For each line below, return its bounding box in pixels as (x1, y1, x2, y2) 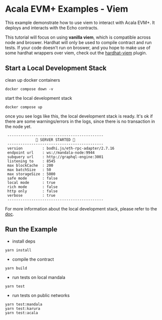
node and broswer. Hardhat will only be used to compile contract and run (5, 39, 152, 45)
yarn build (5, 266, 27, 271)
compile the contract (12, 256, 54, 262)
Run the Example (5, 225, 58, 233)
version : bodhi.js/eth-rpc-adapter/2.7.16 (7, 146, 115, 151)
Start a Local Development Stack (5, 64, 107, 72)
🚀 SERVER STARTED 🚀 (36, 137, 76, 142)
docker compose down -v (5, 87, 54, 91)
